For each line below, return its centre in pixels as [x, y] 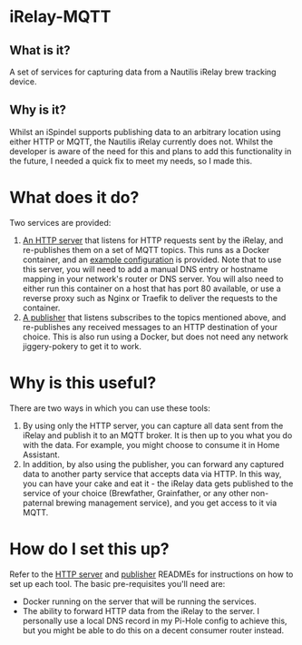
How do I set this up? [89, 548]
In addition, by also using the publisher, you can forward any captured [153, 464]
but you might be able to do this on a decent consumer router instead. [153, 630]
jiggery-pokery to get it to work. [82, 346]
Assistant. [41, 454]
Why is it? [38, 110]
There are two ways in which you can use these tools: [110, 408]
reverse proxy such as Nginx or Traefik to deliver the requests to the [150, 298]
